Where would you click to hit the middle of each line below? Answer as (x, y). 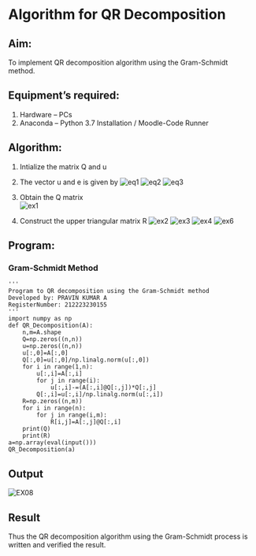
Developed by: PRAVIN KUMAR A (58, 298)
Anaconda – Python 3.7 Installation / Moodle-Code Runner (114, 123)
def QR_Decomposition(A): (50, 326)
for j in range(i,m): (72, 415)
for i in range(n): (54, 408)
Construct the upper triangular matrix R (83, 221)
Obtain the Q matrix (51, 197)
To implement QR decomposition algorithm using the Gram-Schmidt (118, 62)
